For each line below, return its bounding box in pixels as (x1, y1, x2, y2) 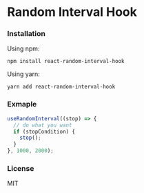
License (7, 163, 34, 173)
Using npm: (7, 44, 40, 53)
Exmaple (7, 100, 37, 109)
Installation (7, 29, 46, 39)
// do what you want (13, 122, 72, 129)
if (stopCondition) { (13, 128, 76, 135)
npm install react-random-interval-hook (7, 58, 125, 65)
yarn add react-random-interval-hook (7, 84, 116, 91)
